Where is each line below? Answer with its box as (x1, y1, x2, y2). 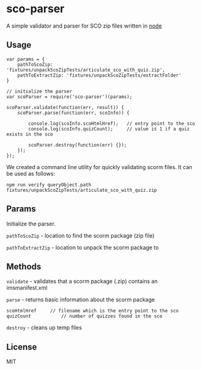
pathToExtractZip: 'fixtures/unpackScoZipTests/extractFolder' (17, 72, 182, 78)
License (6, 342, 37, 352)
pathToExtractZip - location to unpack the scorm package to (6, 244, 159, 251)
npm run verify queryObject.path (6, 181, 92, 188)
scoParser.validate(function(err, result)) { (6, 104, 124, 110)
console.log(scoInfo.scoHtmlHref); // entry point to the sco (28, 120, 196, 127)
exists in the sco (6, 131, 53, 137)
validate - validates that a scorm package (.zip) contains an (6, 277, 158, 285)
